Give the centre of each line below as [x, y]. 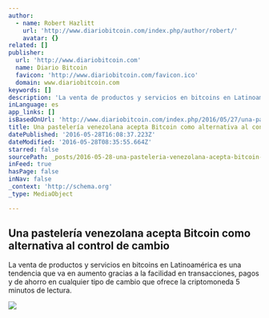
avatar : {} [41, 38]
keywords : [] [30, 90]
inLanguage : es [34, 105]
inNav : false [30, 179]
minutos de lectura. [40, 290]
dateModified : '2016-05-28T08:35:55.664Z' [80, 142]
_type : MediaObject [41, 194]
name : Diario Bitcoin [52, 68]
